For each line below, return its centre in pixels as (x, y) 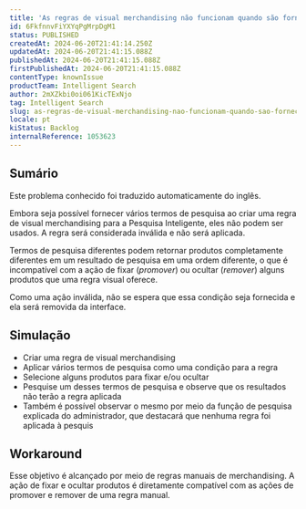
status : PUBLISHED (44, 35)
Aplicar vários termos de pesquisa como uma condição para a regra (150, 367)
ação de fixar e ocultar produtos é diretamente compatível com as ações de (152, 485)
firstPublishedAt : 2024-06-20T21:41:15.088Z (95, 69)
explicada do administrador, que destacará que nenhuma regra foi (147, 415)
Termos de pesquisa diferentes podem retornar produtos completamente (147, 250)
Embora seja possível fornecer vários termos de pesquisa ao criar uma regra (153, 213)
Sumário (34, 174)
